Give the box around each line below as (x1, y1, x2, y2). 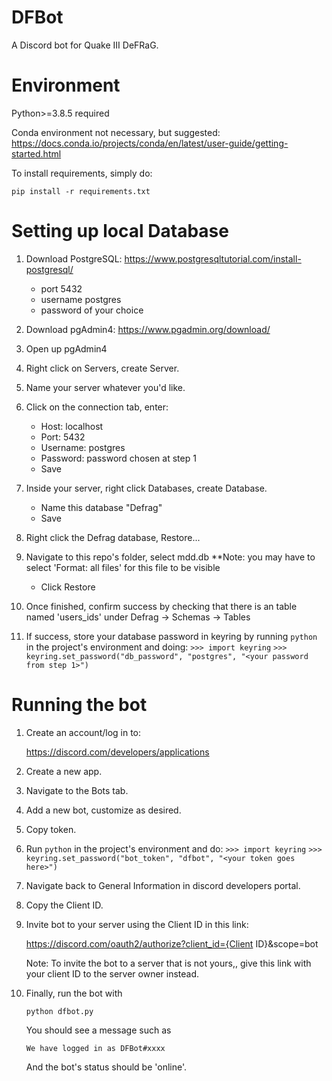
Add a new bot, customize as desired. (25, 804, 182, 816)
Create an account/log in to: (25, 726, 142, 738)
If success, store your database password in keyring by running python (25, 630, 318, 642)
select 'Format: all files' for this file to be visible (25, 561, 221, 573)
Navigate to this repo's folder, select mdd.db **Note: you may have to (25, 551, 316, 563)
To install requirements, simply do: (11, 167, 153, 179)
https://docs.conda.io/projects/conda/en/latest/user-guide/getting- (11, 137, 289, 149)
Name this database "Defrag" (40, 501, 163, 513)
